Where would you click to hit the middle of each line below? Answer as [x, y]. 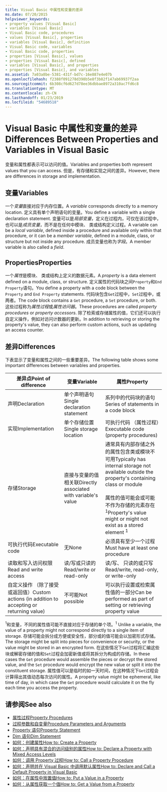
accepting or [22, 605]
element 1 [117, 532]
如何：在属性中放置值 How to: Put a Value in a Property [68, 778]
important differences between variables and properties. [63, 365]
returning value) [26, 611]
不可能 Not [76, 595]
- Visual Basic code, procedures [40, 33]
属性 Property [132, 381]
